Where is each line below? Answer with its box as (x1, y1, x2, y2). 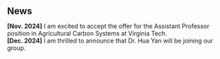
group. (7, 44, 26, 52)
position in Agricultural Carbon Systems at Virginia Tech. (7, 29, 167, 37)
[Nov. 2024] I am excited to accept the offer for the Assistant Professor (7, 22, 210, 30)
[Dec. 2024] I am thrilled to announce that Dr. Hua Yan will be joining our (7, 36, 213, 45)
